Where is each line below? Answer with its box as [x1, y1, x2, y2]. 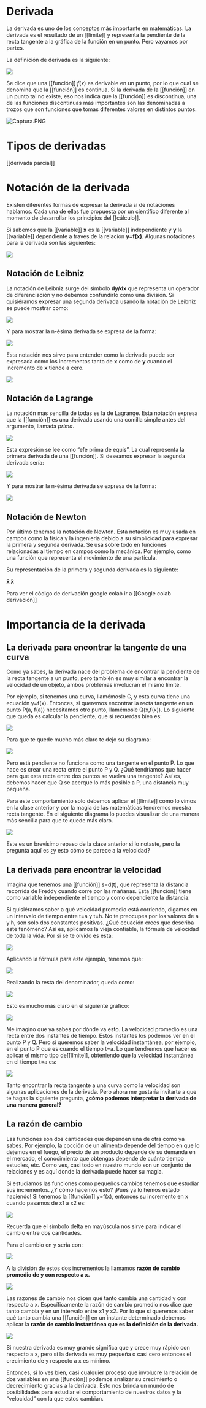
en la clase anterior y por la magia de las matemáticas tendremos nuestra [6, 804, 192, 811]
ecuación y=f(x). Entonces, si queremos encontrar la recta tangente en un [6, 700, 193, 707]
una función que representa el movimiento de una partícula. [6, 554, 158, 562]
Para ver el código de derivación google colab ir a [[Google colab [6, 590, 172, 597]
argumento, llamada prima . [6, 422, 75, 430]
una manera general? [6, 1101, 62, 1108]
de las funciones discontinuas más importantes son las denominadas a [6, 99, 185, 106]
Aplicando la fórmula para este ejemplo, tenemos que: [6, 956, 143, 963]
